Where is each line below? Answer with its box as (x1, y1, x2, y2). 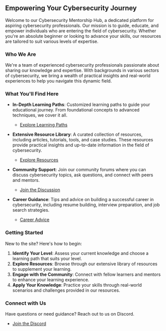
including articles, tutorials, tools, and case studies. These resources (12, 137, 153, 143)
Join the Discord (12, 321, 46, 327)
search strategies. (12, 207, 50, 213)
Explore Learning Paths (19, 122, 68, 128)
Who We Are (5, 51, 36, 58)
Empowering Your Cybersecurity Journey (5, 4, 137, 12)
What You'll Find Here (5, 91, 59, 98)
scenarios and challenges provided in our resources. (12, 287, 120, 293)
